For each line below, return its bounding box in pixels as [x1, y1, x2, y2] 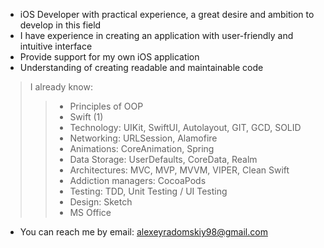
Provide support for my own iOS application [19, 51, 200, 63]
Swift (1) [69, 111, 104, 123]
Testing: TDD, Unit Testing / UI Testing [69, 185, 228, 197]
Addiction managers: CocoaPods [69, 175, 207, 186]
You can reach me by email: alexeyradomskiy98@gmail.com [19, 226, 268, 238]
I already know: [29, 81, 93, 93]
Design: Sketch [69, 196, 133, 208]
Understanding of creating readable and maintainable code [19, 62, 264, 73]
